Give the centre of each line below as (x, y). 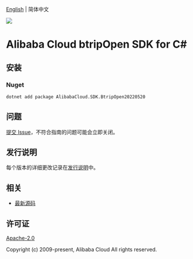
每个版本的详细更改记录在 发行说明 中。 (52, 168)
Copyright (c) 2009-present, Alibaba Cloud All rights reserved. (82, 249)
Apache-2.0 (21, 238)
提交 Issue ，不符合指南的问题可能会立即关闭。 (62, 132)
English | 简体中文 (28, 9)
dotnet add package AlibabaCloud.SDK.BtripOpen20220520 (76, 97)
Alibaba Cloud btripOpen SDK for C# (97, 44)
